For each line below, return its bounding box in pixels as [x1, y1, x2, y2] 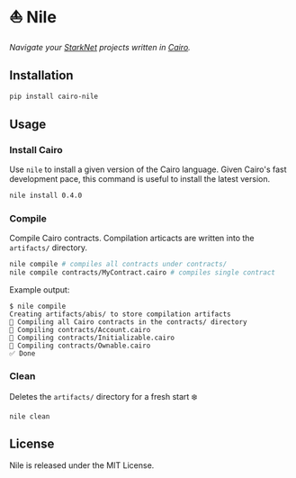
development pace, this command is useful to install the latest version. [9, 174, 271, 185]
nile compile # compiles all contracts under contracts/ [9, 260, 228, 269]
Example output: [9, 284, 70, 295]
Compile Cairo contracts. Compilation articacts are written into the [9, 233, 255, 244]
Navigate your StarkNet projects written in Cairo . [9, 41, 191, 52]
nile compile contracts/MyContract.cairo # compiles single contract [9, 268, 276, 277]
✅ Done [9, 349, 36, 358]
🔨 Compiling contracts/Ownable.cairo [9, 341, 151, 350]
